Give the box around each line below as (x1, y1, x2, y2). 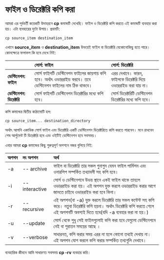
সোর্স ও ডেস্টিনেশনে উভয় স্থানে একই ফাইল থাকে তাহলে (53, 176, 141, 183)
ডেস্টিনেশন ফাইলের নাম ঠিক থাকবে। (34, 82, 93, 89)
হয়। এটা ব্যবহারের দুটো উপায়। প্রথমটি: (5, 26, 60, 32)
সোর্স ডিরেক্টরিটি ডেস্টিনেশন (111, 90, 153, 97)
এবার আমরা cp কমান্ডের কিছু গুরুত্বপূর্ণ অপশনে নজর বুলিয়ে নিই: (5, 142, 93, 148)
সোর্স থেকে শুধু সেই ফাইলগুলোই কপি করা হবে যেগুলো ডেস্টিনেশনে (53, 217, 156, 223)
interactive (22, 185, 47, 192)
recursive (22, 206, 44, 213)
